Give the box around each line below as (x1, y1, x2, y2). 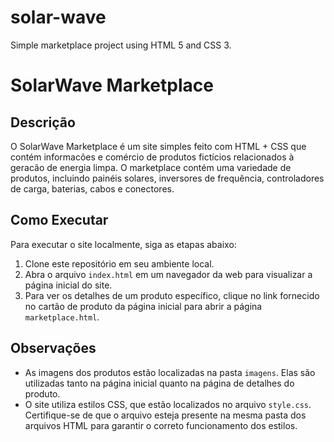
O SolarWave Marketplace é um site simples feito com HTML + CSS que (10, 140, 307, 152)
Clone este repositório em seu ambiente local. (24, 257, 215, 270)
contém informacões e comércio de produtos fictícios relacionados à (10, 151, 295, 163)
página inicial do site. (24, 279, 113, 291)
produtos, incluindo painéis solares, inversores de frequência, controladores (10, 172, 325, 184)
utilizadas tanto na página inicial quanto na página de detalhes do (24, 377, 295, 389)
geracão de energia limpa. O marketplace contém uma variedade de (10, 161, 292, 173)
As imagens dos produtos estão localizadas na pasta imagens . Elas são (24, 366, 316, 378)
